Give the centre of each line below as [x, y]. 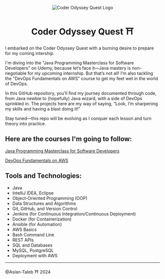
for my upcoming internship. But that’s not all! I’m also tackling [90, 73]
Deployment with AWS [35, 255]
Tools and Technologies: [43, 176]
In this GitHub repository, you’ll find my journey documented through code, [81, 93]
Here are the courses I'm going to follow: [69, 139]
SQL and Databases [32, 245]
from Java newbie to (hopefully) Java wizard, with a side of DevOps [74, 98]
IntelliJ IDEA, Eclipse [33, 193]
